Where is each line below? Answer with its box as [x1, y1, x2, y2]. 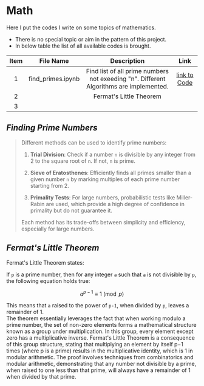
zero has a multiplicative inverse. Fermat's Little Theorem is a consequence [6, 334, 195, 341]
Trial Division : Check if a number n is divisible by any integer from [30, 151, 196, 158]
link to [175, 71, 194, 79]
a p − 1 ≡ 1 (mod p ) [80, 289, 124, 298]
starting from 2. [30, 182, 70, 189]
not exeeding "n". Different [89, 74, 166, 83]
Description [110, 56, 145, 65]
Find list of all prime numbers [86, 66, 169, 75]
